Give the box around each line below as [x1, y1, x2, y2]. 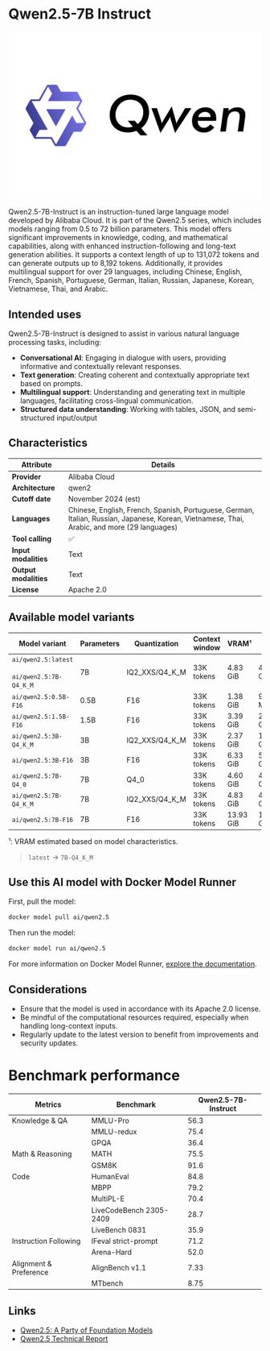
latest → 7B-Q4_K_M [27, 852, 94, 862]
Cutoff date [11, 494, 51, 504]
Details [151, 460, 175, 470]
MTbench [91, 1278, 124, 1288]
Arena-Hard [91, 1247, 133, 1257]
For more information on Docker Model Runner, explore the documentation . [8, 959, 257, 969]
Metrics [35, 1100, 62, 1109]
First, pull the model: [8, 896, 76, 907]
